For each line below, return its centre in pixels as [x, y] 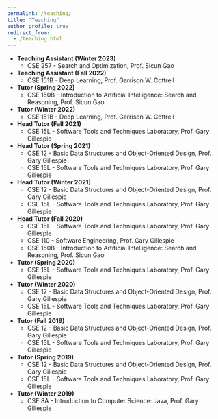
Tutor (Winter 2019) [45, 394]
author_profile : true [38, 26]
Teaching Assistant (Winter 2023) [66, 58]
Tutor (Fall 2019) [41, 321]
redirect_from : [29, 33]
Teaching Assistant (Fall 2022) [62, 73]
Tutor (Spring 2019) [45, 357]
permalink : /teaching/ [39, 13]
